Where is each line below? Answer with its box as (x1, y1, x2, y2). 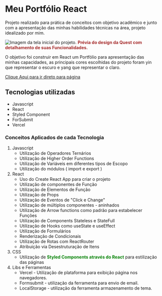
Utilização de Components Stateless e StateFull (19, 218, 115, 224)
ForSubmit (12, 116, 33, 123)
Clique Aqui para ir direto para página (5, 74, 81, 80)
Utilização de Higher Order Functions (19, 155, 94, 162)
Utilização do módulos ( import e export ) (19, 166, 102, 172)
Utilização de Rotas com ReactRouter (19, 238, 94, 245)
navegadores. (19, 275, 47, 281)
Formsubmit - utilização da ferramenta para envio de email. (19, 280, 139, 286)
